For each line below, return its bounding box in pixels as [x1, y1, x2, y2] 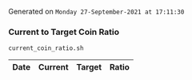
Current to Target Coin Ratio [8, 26, 120, 37]
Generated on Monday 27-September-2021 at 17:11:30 [8, 7, 185, 16]
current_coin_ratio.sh [8, 44, 84, 52]
